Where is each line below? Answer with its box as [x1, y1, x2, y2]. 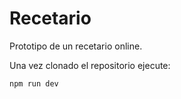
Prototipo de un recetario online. [9, 40, 143, 52]
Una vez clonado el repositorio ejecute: [9, 59, 171, 71]
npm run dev [9, 78, 59, 89]
